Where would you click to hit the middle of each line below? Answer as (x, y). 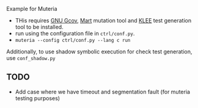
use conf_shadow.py (31, 58)
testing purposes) (37, 98)
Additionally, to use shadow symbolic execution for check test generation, (99, 52)
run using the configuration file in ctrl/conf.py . (75, 33)
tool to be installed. (39, 27)
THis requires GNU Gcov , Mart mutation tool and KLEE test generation (103, 20)
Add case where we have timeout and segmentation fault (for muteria (103, 92)
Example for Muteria (32, 9)
